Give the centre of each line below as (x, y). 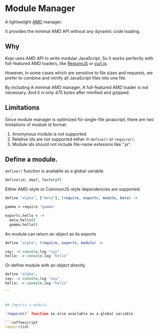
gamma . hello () (24, 224)
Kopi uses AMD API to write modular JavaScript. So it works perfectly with (79, 58)
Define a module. (32, 159)
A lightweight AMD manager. (33, 22)
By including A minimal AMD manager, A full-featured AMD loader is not (77, 87)
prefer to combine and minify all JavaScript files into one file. (66, 78)
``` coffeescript (21, 322)
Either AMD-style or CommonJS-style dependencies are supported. (73, 189)
